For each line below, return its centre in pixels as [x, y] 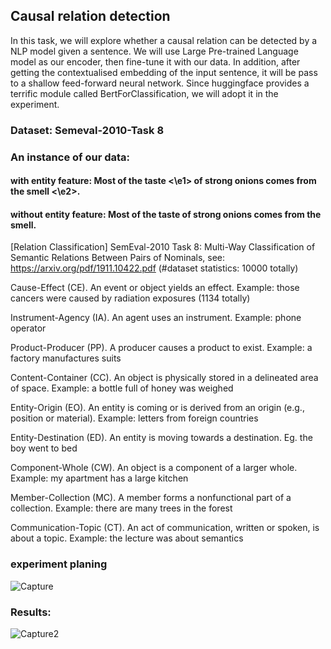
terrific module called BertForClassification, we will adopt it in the [144, 93]
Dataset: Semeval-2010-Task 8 [87, 130]
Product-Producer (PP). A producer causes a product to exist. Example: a [161, 348]
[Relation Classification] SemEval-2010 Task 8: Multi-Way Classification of [163, 247]
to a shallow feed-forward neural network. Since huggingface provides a [160, 83]
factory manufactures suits [66, 358]
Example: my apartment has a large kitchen [99, 478]
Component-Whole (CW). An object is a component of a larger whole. [154, 468]
